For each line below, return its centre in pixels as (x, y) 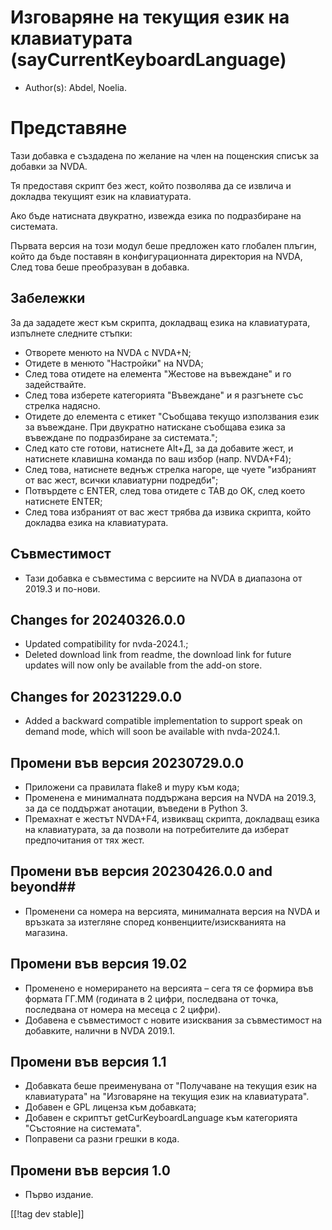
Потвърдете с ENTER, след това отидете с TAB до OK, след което (165, 490)
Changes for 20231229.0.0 (96, 696)
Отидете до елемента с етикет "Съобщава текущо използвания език (172, 416)
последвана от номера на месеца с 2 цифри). (122, 1009)
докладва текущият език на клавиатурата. (101, 196)
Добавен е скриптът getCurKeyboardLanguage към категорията (161, 1118)
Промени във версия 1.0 (90, 1170)
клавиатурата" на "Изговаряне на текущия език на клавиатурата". (167, 1097)
